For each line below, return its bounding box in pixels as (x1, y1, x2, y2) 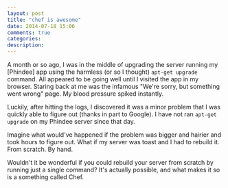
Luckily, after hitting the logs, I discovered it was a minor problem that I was (7, 103, 221, 111)
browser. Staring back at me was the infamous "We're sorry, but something (7, 83, 220, 90)
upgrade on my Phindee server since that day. (7, 118, 136, 125)
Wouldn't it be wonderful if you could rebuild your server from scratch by (7, 159, 214, 166)
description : (7, 42, 45, 49)
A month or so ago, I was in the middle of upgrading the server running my (7, 61, 218, 68)
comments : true (7, 29, 51, 36)
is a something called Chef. (7, 173, 84, 181)
